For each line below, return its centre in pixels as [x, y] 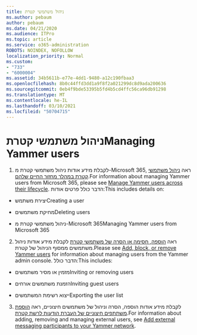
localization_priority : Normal [45, 56]
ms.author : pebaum [29, 17]
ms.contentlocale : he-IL [37, 100]
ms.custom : [20, 61]
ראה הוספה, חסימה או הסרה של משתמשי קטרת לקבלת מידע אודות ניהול [96, 241]
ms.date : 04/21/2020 [32, 28]
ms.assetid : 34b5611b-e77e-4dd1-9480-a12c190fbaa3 [70, 78]
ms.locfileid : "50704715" [38, 111]
